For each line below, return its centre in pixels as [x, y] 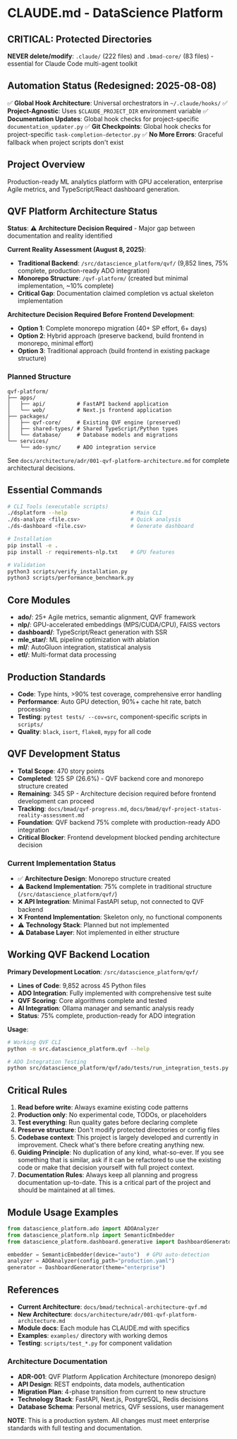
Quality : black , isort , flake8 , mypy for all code [84, 731]
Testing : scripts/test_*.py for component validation [95, 1343]
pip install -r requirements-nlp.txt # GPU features [91, 552]
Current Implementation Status [62, 863]
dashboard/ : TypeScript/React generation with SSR [92, 632]
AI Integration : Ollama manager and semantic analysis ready [106, 1008]
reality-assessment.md [51, 815]
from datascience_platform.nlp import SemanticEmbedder [91, 1235]
